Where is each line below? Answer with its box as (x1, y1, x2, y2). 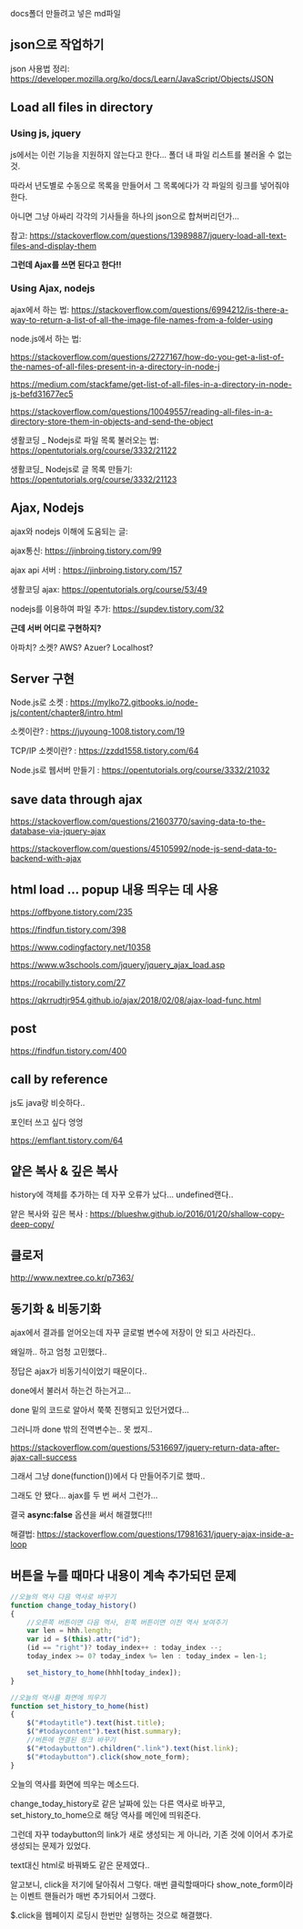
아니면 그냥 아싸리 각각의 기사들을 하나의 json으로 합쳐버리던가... (10, 211, 239, 222)
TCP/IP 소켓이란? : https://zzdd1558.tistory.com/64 (10, 746, 199, 757)
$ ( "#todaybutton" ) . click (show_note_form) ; (26, 1752, 190, 1761)
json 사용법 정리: (10, 63, 70, 74)
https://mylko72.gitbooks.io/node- (69, 696, 198, 708)
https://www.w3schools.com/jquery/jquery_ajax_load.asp (10, 960, 226, 971)
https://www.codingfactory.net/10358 (10, 942, 151, 953)
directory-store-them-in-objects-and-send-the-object (10, 416, 214, 427)
